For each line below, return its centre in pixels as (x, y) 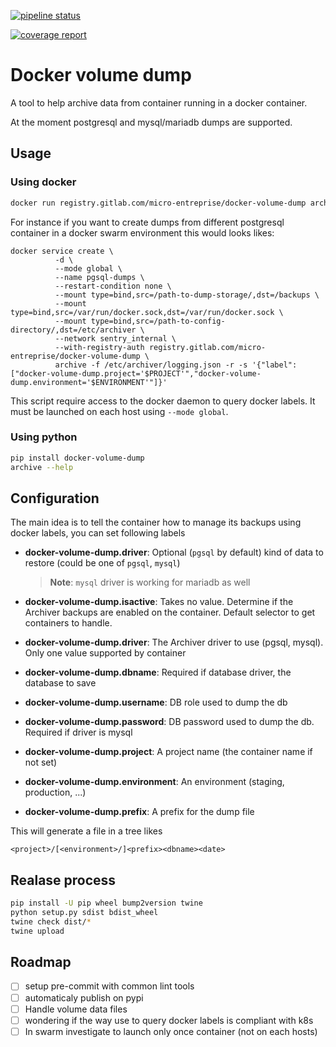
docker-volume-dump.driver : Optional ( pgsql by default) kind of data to (174, 552)
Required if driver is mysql (78, 732)
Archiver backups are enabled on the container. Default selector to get (170, 612)
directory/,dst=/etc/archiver (73, 330)
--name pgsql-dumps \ (99, 277)
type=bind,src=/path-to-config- (158, 321)
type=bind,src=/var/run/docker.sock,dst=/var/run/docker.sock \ (147, 312)
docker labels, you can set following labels (98, 533)
